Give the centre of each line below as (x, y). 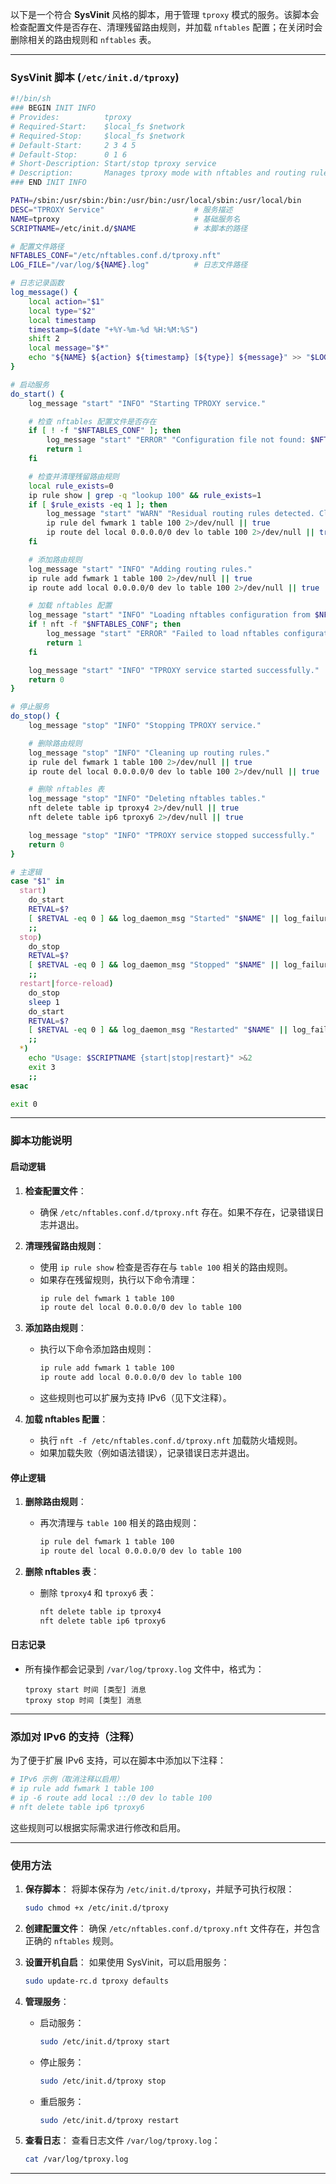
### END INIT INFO (48, 183)
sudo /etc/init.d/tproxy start (105, 2041)
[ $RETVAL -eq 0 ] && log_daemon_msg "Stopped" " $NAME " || (154, 965)
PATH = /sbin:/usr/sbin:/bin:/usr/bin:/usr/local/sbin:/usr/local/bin (156, 201)
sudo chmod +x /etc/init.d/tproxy (96, 1908)
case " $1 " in (37, 881)
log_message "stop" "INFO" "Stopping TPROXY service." (145, 726)
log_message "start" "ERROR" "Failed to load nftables (163, 634)
